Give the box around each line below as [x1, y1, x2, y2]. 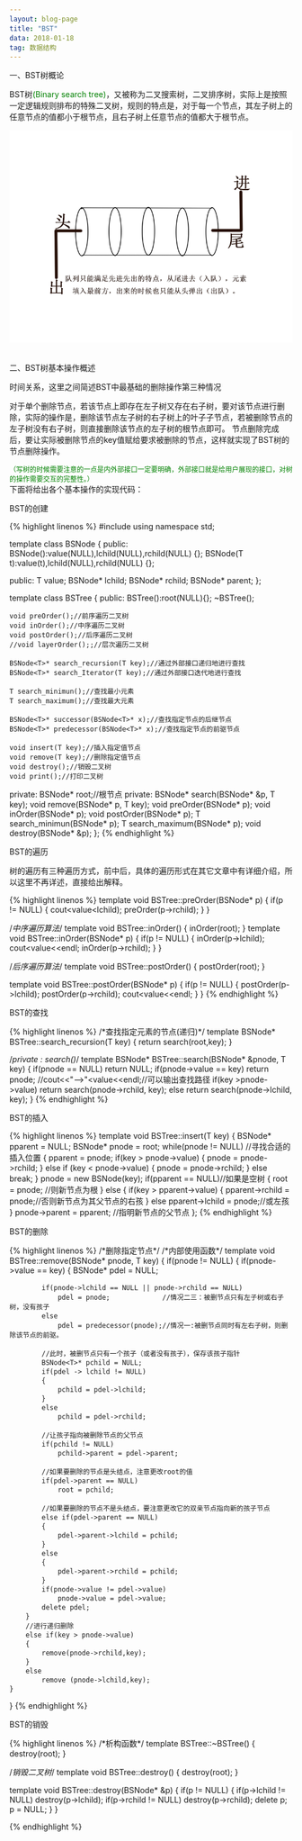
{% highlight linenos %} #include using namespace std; [9, 521, 216, 532]
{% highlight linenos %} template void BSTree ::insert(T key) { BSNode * [9, 1131, 272, 1142]
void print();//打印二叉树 [9, 772, 103, 781]
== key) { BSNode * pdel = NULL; [36, 1265, 159, 1276]
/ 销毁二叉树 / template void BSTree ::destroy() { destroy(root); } [9, 1767, 239, 1778]
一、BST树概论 [9, 70, 65, 81]
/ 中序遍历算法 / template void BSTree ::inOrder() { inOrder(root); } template [9, 923, 280, 934]
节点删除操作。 [9, 446, 65, 456]
